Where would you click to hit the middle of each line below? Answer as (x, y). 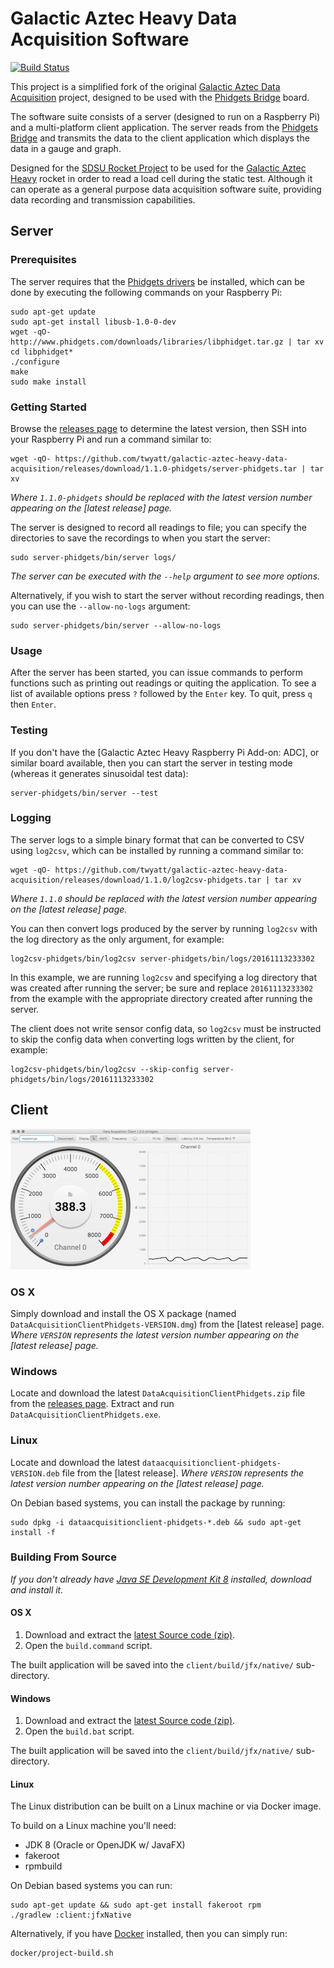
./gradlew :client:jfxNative (71, 1915)
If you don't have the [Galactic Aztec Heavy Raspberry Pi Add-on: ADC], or (165, 752)
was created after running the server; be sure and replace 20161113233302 (162, 988)
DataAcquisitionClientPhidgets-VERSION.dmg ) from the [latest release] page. (167, 1324)
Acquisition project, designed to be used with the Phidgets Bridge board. (160, 97)
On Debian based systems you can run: (91, 1886)
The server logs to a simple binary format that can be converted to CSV (157, 839)
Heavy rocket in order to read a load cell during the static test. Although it (161, 178)
